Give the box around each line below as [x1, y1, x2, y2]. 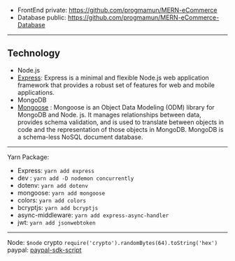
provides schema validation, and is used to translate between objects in [17, 118, 225, 126]
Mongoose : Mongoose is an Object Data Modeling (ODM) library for [17, 103, 215, 111]
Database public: [17, 13, 66, 22]
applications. [17, 88, 55, 96]
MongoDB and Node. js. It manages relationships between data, [17, 110, 201, 119]
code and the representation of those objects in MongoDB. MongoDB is [17, 125, 224, 133]
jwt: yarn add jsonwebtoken [17, 218, 96, 226]
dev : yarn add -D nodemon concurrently [17, 174, 134, 182]
